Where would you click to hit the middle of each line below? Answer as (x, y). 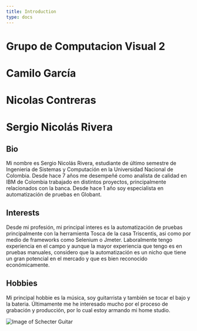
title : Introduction (31, 12)
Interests (23, 213)
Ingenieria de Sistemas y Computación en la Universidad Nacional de (90, 169)
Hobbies (22, 284)
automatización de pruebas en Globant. (54, 195)
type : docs (19, 17)
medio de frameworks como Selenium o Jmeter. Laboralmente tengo (89, 240)
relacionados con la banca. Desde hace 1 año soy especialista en (85, 188)
